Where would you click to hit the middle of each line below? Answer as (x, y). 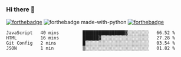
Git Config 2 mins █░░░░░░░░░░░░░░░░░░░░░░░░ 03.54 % (91, 43)
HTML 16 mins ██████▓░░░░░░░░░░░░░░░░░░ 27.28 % (91, 38)
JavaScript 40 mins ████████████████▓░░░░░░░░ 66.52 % (91, 33)
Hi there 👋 (21, 9)
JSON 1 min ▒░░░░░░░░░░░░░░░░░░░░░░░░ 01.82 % (91, 48)
